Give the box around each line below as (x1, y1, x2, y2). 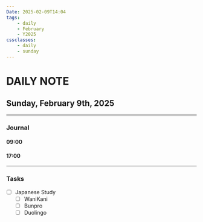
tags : (6, 15, 20, 21)
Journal (6, 123, 30, 132)
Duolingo (24, 209, 47, 216)
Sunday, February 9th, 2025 (6, 98, 115, 109)
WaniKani (24, 195, 48, 203)
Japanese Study (14, 188, 56, 195)
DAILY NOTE (6, 74, 69, 88)
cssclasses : (6, 37, 36, 43)
